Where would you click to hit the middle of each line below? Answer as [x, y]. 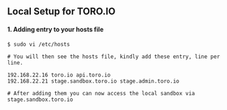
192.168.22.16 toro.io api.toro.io [59, 75]
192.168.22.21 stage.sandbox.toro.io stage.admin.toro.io [93, 81]
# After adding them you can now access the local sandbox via [101, 93]
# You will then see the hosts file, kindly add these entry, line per [113, 56]
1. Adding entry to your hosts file [56, 29]
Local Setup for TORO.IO [61, 12]
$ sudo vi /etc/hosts [39, 44]
